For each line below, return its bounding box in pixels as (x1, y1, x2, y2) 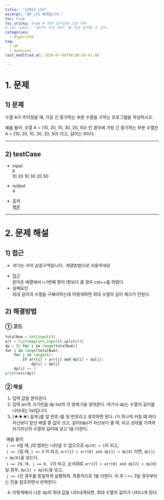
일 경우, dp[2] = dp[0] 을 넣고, (5, 467, 63, 473)
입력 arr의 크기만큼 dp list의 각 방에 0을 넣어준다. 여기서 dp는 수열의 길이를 (12, 402, 155, 408)
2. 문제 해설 (5, 228, 49, 239)
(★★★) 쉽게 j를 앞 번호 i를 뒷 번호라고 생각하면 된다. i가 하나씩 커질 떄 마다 (12, 414, 156, 420)
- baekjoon (9, 48, 32, 53)
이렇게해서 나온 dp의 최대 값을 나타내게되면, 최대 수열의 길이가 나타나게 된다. (12, 490, 158, 496)
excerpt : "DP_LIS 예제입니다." (5, 12, 63, 17)
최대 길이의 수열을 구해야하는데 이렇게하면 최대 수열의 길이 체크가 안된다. (12, 292, 150, 297)
